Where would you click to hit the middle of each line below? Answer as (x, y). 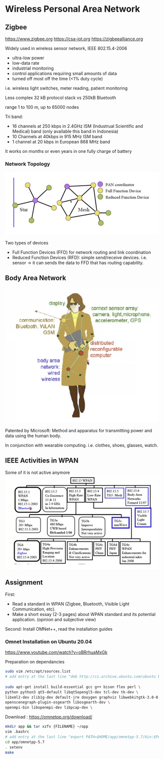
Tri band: (14, 117)
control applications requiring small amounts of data (64, 73)
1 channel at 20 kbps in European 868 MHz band (61, 142)
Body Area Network (36, 278)
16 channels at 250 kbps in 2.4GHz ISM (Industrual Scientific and (77, 126)
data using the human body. (33, 436)
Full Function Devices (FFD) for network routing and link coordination (82, 252)
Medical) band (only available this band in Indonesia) (65, 131)
